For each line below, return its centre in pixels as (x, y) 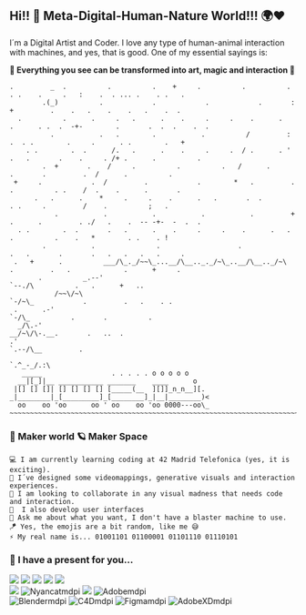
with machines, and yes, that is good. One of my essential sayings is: (139, 52)
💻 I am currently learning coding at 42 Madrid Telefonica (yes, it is (149, 460)
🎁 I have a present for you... (71, 560)
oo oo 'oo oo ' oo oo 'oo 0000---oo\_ (113, 405)
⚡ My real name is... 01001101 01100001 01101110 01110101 (124, 537)
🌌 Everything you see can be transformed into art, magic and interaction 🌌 (153, 70)
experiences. (34, 486)
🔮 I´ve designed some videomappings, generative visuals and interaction (153, 478)
